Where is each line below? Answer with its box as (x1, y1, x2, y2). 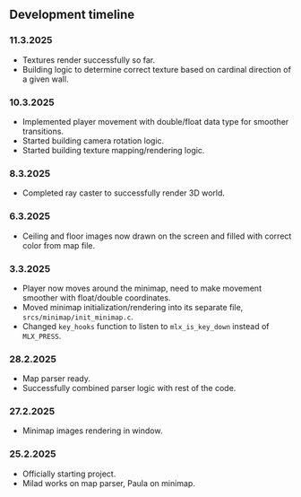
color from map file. (21, 240, 96, 250)
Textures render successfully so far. (21, 54, 155, 65)
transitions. (21, 126, 64, 136)
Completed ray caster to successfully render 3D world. (21, 187, 226, 198)
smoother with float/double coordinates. (21, 292, 171, 303)
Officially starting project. (21, 468, 116, 479)
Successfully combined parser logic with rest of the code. (21, 383, 236, 394)
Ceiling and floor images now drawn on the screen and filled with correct (21, 231, 292, 241)
